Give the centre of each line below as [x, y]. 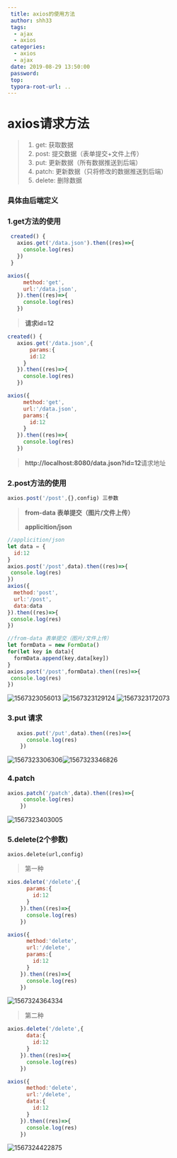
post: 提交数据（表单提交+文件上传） [89, 154]
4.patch [21, 778]
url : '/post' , [33, 599]
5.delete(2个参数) [38, 840]
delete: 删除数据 [59, 180]
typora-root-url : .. [41, 87]
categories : [28, 47]
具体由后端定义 [33, 201]
